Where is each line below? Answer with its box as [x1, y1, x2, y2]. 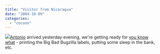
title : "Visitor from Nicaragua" [5, 7, 73, 12]
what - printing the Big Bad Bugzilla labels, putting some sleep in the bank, [5, 40, 156, 45]
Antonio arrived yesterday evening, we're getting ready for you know [10, 34, 149, 40]
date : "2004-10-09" [5, 12, 45, 16]
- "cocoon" [9, 20, 32, 26]
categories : [5, 16, 29, 21]
